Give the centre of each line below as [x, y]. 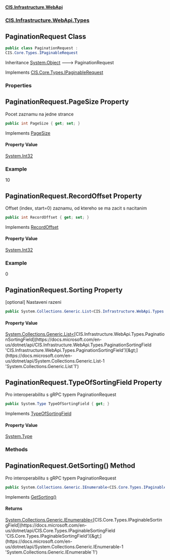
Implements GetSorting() [31, 497]
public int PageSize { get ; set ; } [43, 123]
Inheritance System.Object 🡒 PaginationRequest [60, 63]
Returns [14, 508]
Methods [16, 450]
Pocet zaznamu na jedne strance [39, 114]
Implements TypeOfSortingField [38, 413]
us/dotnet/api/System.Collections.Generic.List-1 [55, 361]
